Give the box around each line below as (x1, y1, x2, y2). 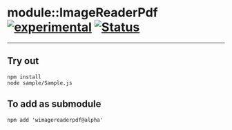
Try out (7, 55, 39, 67)
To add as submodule (7, 98, 101, 110)
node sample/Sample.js (7, 79, 72, 87)
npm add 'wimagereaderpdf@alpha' (7, 116, 104, 123)
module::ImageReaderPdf (7, 5, 158, 21)
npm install (7, 74, 41, 80)
